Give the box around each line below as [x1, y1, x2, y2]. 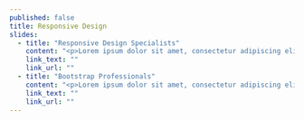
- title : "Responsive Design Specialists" [17, 38, 180, 48]
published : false [9, 13, 75, 23]
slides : [9, 30, 39, 39]
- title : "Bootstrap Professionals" [17, 72, 156, 81]
